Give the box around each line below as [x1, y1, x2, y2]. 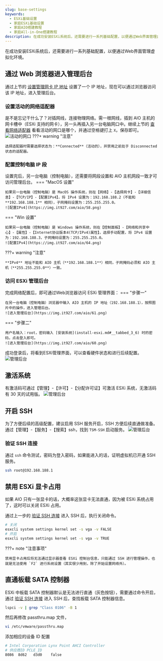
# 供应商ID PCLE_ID [5, 648, 42, 653]
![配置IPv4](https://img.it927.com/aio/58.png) [5, 205, 102, 210]
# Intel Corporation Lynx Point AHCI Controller [5, 644, 105, 648]
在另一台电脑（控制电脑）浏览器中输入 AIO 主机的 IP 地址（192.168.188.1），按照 [5, 300, 152, 305]
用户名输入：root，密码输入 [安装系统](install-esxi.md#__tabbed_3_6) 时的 [5, 330, 149, 335]
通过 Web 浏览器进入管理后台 [5, 70, 93, 78]
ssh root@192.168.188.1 [5, 468, 53, 473]
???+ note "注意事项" [5, 545, 47, 551]
